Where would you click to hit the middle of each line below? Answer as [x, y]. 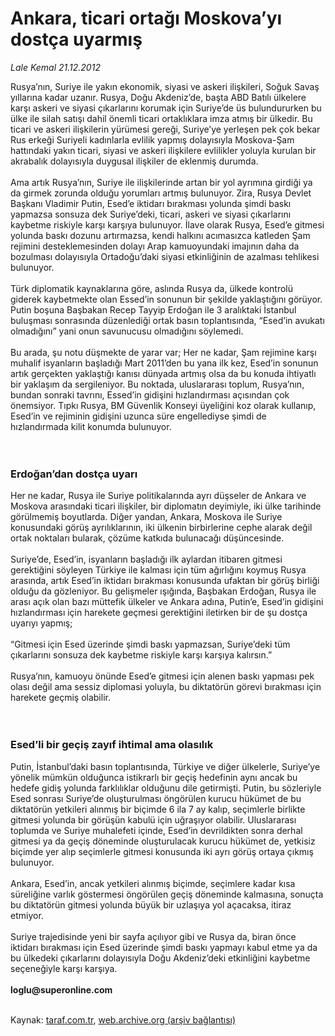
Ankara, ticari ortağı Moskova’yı [146, 18]
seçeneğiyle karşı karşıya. [64, 968]
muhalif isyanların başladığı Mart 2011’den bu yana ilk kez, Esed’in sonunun [164, 363]
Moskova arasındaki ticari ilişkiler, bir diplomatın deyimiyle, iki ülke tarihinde [166, 506]
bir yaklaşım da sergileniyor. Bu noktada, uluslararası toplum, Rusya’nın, [157, 384]
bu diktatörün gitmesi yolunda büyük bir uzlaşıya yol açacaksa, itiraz [151, 904]
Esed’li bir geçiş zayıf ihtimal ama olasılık [112, 745]
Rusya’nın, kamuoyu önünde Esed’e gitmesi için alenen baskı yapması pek [162, 676]
